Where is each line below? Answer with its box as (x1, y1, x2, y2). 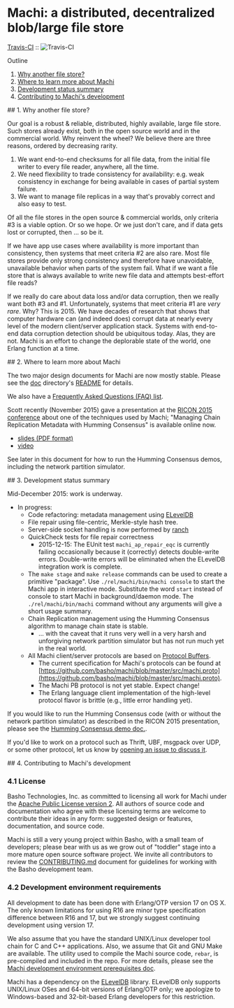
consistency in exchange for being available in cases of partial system (17, 177, 219, 186)
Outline (7, 56, 28, 64)
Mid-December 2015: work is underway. (7, 489, 123, 497)
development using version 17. (7, 921, 94, 929)
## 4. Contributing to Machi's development (7, 759, 131, 767)
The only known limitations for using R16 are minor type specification (7, 906, 206, 914)
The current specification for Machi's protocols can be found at (38, 659, 221, 667)
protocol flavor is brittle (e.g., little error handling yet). (38, 696, 193, 704)
